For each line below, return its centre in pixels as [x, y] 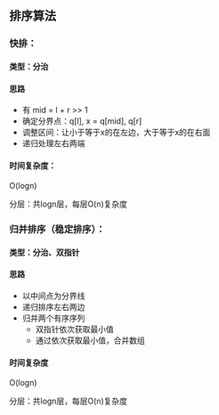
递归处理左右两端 [53, 143]
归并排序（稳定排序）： [57, 230]
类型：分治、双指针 [45, 252]
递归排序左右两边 [53, 307]
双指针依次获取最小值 [74, 330]
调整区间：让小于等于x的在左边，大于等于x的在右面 [116, 133]
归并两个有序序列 [53, 318]
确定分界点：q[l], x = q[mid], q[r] [82, 121]
